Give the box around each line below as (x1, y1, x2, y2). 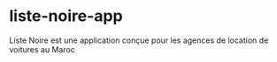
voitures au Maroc (9, 44, 75, 54)
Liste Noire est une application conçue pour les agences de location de (9, 35, 269, 45)
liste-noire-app (9, 6, 123, 26)
